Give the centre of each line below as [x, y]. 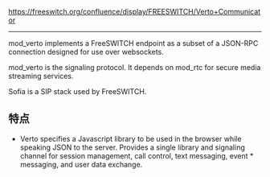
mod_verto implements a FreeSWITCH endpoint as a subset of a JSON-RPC [133, 43]
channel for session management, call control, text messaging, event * [137, 155]
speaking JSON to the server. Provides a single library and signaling [132, 147]
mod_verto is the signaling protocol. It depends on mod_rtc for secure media [135, 67]
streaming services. [41, 76]
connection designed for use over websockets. [86, 52]
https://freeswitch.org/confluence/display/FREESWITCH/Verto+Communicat [135, 12]
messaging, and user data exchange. [81, 164]
